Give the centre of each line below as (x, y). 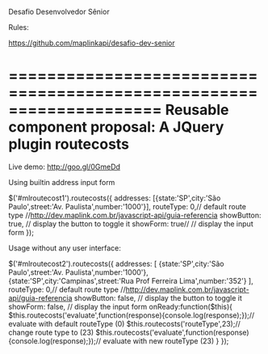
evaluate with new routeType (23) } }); (166, 341)
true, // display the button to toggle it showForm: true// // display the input (131, 223)
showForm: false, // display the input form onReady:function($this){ (120, 306)
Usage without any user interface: (65, 248)
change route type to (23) (51, 332)
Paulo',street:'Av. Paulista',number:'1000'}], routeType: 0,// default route (127, 206)
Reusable (197, 110)
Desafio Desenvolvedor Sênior (59, 12)
